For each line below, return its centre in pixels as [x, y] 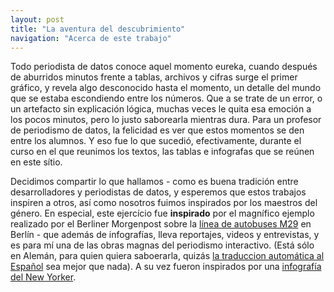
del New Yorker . [43, 277]
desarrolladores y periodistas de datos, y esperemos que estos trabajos [158, 192]
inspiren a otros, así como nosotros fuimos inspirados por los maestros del [164, 203]
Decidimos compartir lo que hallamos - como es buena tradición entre [154, 182]
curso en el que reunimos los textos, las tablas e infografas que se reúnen [162, 152]
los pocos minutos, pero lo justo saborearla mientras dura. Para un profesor [166, 120]
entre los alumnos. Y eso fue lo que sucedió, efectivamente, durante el [156, 141]
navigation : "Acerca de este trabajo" [91, 38]
